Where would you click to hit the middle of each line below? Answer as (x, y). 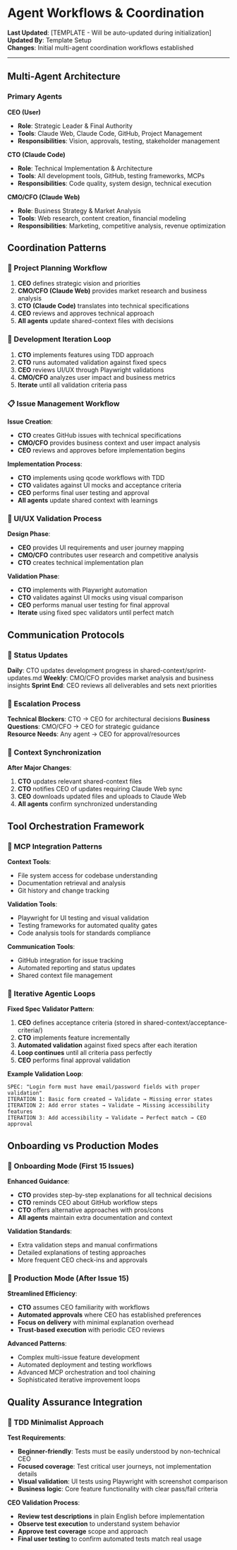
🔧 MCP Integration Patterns (55, 846)
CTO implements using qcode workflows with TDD (91, 477)
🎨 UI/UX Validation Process (55, 518)
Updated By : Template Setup (49, 40)
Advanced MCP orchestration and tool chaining (86, 1373)
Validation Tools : (32, 904)
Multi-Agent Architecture (64, 77)
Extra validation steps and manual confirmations (87, 1245)
